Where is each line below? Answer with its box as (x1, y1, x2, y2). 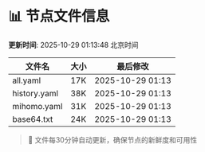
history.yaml (12, 88, 58, 99)
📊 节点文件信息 (8, 7, 110, 25)
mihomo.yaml (12, 100, 63, 111)
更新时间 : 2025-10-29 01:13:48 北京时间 (8, 40, 139, 49)
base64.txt (12, 113, 53, 124)
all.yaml (12, 75, 41, 86)
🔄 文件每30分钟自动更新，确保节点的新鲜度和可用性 (27, 134, 198, 144)
